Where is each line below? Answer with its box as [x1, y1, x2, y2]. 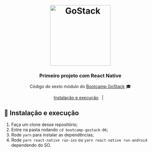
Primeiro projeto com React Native [39, 73, 122, 79]
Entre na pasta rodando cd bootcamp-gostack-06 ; [11, 127, 108, 133]
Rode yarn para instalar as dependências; [11, 132, 94, 138]
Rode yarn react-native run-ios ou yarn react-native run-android [11, 137, 148, 143]
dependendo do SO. [11, 142, 51, 148]
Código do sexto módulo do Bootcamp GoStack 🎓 [30, 84, 131, 90]
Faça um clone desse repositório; [11, 122, 78, 128]
